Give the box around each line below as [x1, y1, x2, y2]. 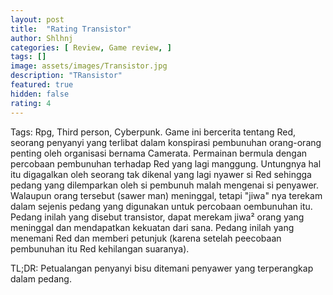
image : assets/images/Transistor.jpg [10, 61, 168, 71]
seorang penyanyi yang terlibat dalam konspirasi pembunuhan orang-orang [10, 136, 322, 148]
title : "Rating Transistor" [10, 24, 132, 34]
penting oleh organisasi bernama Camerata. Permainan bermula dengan [10, 147, 308, 159]
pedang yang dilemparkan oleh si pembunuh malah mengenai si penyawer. [10, 179, 319, 191]
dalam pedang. [10, 272, 72, 285]
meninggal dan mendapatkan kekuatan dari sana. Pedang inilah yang [10, 221, 295, 233]
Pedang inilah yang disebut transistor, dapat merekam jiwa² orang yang [10, 211, 305, 223]
